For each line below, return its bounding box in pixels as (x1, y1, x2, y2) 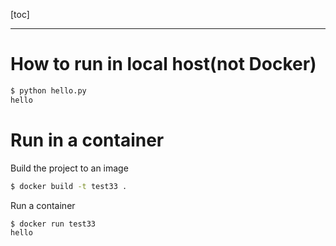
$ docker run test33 (10, 219, 97, 229)
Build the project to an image (10, 162, 129, 174)
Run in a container (10, 129, 165, 151)
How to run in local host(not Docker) (10, 53, 317, 76)
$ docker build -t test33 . (10, 181, 128, 191)
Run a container (10, 199, 76, 211)
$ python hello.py (10, 85, 87, 96)
